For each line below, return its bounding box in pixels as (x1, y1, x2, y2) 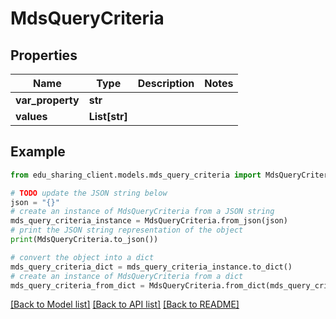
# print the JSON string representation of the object (10, 225, 244, 236)
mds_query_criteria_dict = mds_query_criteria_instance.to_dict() (10, 262, 293, 272)
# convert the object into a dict (10, 252, 155, 262)
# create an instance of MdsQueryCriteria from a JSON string (10, 207, 275, 217)
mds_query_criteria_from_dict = (10, 280, 145, 291)
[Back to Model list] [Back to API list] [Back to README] (10, 298, 240, 311)
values (15, 110, 48, 123)
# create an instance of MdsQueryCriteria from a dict (10, 271, 244, 281)
